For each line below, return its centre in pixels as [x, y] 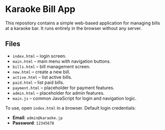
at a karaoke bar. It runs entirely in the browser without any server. [73, 28]
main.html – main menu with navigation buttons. [61, 61]
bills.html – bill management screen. [51, 66]
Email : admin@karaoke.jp [37, 118]
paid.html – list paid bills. [38, 82]
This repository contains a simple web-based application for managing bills [83, 23]
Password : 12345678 [33, 123]
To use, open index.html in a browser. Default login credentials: [70, 108]
